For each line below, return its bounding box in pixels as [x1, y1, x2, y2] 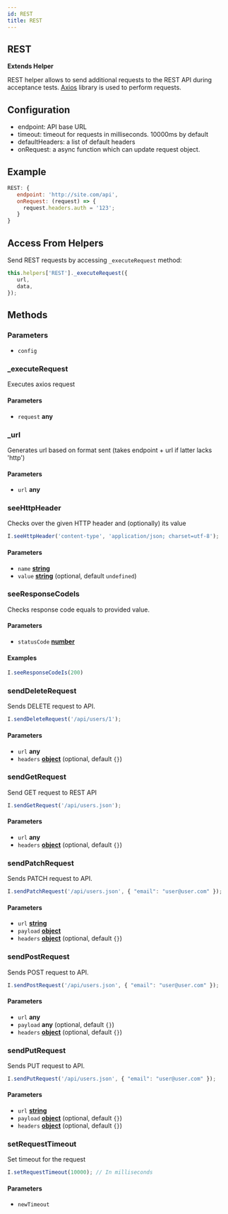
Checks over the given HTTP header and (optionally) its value [7, 519, 186, 528]
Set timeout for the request [7, 1155, 86, 1164]
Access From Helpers [7, 237, 104, 249]
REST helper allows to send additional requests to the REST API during [7, 76, 212, 84]
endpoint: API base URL [17, 123, 87, 131]
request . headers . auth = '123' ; [23, 204, 115, 211]
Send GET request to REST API [7, 788, 97, 797]
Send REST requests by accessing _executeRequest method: [7, 256, 182, 264]
